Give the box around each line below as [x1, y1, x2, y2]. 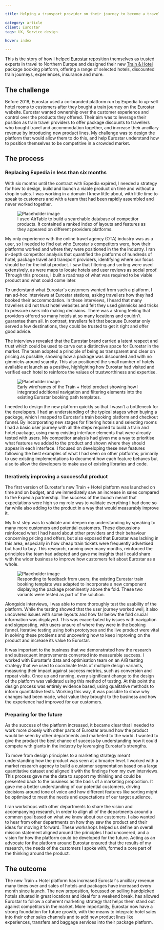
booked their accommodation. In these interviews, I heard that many [5, 297, 143, 303]
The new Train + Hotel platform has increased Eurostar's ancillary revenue [5, 878, 155, 883]
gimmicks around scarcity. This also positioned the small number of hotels [5, 358, 155, 365]
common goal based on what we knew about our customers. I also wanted [5, 814, 155, 820]
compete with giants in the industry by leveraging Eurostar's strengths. [5, 743, 147, 749]
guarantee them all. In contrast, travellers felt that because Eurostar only [5, 318, 150, 324]
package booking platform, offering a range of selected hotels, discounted [5, 67, 155, 72]
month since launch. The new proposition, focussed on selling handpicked [5, 888, 155, 894]
